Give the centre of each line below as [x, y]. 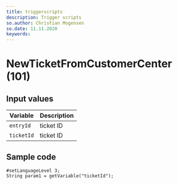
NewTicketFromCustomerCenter [89, 64]
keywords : [19, 34]
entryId [20, 126]
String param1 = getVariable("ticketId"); [60, 176]
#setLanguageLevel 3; [33, 171]
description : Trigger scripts [44, 17]
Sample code [31, 157]
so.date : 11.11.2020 [32, 29]
